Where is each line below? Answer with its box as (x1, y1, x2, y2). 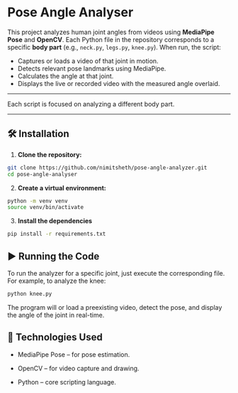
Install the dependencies (17, 217, 93, 225)
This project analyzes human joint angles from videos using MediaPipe (7, 28, 215, 36)
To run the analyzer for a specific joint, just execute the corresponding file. (7, 269, 225, 277)
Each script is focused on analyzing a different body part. (7, 99, 175, 108)
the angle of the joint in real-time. (7, 311, 105, 319)
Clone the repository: (17, 150, 82, 158)
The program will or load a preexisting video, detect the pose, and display (7, 303, 222, 311)
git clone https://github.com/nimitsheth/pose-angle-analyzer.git (7, 164, 208, 171)
